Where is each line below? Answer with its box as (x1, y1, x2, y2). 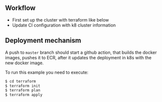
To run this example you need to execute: (5, 69, 89, 75)
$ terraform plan (5, 88, 41, 93)
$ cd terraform (5, 78, 36, 84)
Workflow (5, 4, 36, 12)
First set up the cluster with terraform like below (12, 17, 109, 23)
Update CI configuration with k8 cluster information (12, 22, 116, 28)
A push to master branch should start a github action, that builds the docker (5, 49, 157, 55)
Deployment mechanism (5, 36, 82, 45)
